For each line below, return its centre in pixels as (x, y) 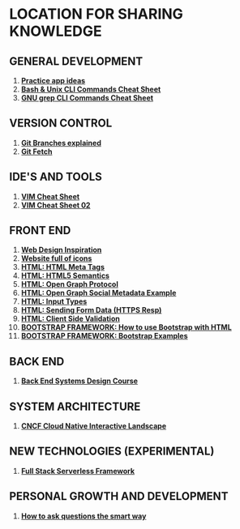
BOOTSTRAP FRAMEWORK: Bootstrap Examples (105, 336)
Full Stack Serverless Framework (78, 471)
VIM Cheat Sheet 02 (56, 205)
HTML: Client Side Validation (70, 319)
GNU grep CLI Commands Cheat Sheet (87, 98)
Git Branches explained (61, 143)
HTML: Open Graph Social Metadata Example (99, 293)
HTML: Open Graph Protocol (69, 284)
